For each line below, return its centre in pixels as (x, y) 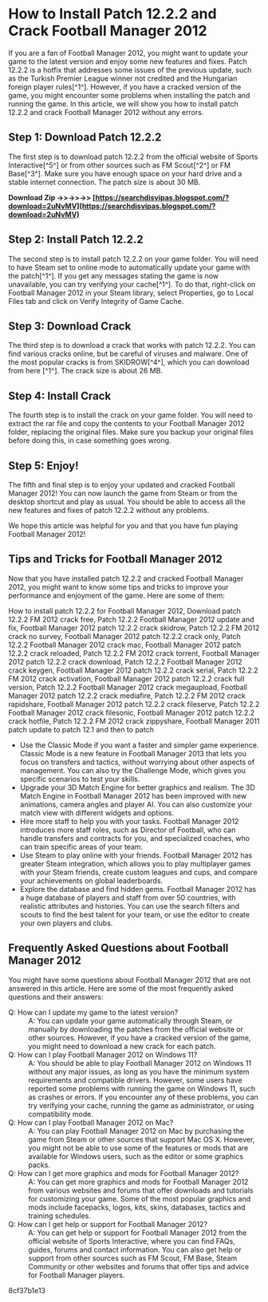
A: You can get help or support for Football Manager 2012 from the (138, 1233)
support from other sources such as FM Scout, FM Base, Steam (133, 1258)
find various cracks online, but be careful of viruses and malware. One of (128, 354)
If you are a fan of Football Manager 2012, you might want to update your (128, 53)
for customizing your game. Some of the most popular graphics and (140, 1198)
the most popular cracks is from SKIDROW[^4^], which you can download (129, 362)
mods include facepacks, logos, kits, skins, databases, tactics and (137, 1207)
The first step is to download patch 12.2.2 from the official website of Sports (133, 156)
